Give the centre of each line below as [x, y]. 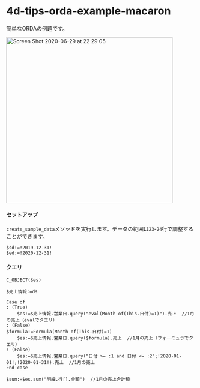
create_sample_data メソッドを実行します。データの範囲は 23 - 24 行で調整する [100, 229]
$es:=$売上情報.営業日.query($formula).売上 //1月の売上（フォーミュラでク [105, 338]
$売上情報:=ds [22, 292]
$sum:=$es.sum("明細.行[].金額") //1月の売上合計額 [68, 380]
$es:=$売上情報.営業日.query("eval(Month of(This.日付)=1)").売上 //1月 [106, 314]
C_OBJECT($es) [24, 280]
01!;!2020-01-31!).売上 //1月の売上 [50, 363]
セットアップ [22, 215]
